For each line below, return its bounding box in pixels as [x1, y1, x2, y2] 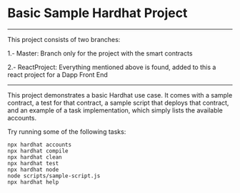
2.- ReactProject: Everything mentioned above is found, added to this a [7, 63, 216, 71]
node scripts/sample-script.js [7, 172, 101, 179]
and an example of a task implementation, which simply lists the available [7, 105, 224, 115]
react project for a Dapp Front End [7, 70, 109, 79]
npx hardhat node [7, 166, 59, 173]
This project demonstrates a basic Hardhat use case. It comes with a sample [7, 90, 233, 99]
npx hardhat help [7, 178, 59, 186]
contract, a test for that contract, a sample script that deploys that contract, [7, 98, 229, 107]
